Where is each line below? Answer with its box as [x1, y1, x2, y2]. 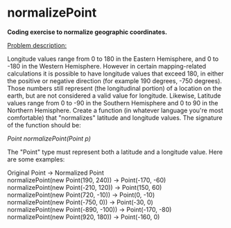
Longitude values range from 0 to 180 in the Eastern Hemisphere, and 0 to [7, 54, 219, 63]
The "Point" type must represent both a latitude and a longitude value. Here [7, 148, 223, 156]
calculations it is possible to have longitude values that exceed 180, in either [7, 69, 224, 78]
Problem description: [7, 41, 67, 49]
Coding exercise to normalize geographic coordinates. [7, 28, 168, 36]
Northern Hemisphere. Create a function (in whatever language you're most [7, 106, 223, 114]
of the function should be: [7, 121, 81, 129]
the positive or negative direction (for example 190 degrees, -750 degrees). [7, 76, 222, 85]
